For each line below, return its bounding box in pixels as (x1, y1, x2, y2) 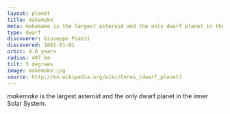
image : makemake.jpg (7, 67, 66, 74)
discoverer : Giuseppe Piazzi (7, 35, 90, 42)
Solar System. (7, 100, 47, 108)
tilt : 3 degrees (7, 61, 53, 68)
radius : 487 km (7, 55, 51, 61)
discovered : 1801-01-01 (7, 42, 75, 48)
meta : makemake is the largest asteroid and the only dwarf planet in (7, 23, 213, 29)
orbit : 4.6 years (7, 48, 57, 55)
